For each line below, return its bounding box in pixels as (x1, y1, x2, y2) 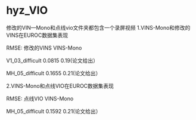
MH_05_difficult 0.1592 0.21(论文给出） (6, 107, 101, 115)
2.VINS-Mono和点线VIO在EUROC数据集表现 (6, 82, 114, 90)
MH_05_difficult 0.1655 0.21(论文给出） (6, 69, 101, 76)
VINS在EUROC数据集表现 (6, 31, 69, 39)
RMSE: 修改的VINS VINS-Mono (6, 44, 82, 51)
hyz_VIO (6, 4, 48, 17)
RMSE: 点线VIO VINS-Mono (6, 95, 74, 102)
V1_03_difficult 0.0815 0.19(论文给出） (6, 57, 98, 64)
